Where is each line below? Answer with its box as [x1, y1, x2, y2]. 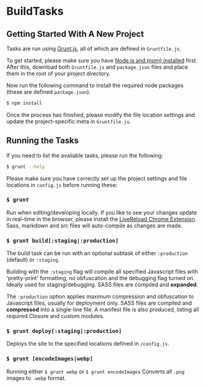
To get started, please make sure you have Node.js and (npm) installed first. [6, 57, 198, 64]
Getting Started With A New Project [6, 29, 144, 39]
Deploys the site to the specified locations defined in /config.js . [6, 340, 170, 348]
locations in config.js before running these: [6, 181, 117, 188]
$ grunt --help [6, 164, 45, 170]
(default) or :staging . [6, 256, 60, 264]
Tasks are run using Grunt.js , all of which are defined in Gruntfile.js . [6, 45, 182, 52]
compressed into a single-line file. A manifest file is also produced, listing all [6, 306, 199, 313]
